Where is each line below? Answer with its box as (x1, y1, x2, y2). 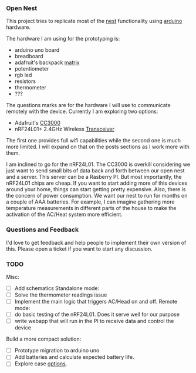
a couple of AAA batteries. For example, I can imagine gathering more (6, 198, 175, 205)
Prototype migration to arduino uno (14, 347, 100, 354)
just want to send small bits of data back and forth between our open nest (6, 167, 185, 174)
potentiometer (14, 65, 49, 72)
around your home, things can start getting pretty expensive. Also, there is (6, 186, 186, 193)
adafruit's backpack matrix (14, 59, 80, 66)
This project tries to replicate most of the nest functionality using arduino (6, 18, 183, 25)
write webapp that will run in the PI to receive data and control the (14, 318, 174, 325)
